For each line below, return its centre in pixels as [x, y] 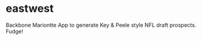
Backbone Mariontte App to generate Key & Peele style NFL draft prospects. [101, 25]
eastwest [30, 9]
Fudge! [15, 31]
